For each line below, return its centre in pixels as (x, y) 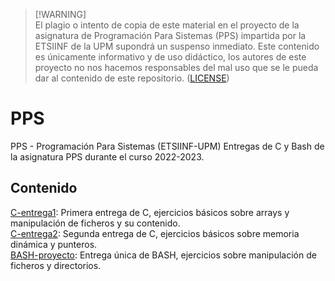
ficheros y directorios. (56, 265)
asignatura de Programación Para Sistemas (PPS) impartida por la (170, 35)
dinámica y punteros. (54, 244)
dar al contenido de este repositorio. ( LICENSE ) (132, 78)
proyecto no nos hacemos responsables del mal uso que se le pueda (176, 67)
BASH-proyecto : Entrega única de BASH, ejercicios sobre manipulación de (163, 255)
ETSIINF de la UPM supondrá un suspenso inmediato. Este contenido (177, 46)
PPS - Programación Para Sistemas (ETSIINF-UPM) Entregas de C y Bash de (167, 146)
